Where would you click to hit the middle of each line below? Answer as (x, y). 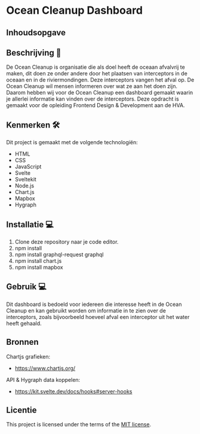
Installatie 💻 (30, 224)
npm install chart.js (38, 261)
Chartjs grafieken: (28, 356)
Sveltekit (26, 180)
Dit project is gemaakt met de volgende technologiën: (72, 142)
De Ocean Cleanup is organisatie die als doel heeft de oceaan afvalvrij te (96, 67)
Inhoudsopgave (36, 33)
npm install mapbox (39, 268)
